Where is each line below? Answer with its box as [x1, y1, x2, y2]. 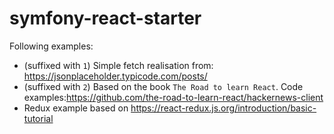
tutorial [23, 112, 54, 124]
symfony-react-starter [9, 7, 202, 30]
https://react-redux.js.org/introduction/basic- [130, 102, 317, 114]
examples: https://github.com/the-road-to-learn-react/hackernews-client [23, 91, 324, 103]
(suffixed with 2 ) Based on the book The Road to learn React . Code [23, 80, 304, 92]
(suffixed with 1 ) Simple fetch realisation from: [23, 59, 214, 71]
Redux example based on [23, 102, 129, 114]
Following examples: [9, 40, 94, 52]
